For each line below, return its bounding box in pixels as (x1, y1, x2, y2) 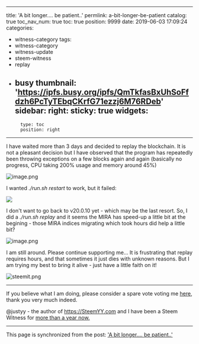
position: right (20, 127, 60, 133)
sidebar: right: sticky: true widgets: (14, 106, 149, 116)
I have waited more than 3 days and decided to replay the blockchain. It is (6, 143, 187, 150)
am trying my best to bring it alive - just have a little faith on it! (6, 261, 157, 268)
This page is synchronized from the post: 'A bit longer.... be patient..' (6, 331, 173, 338)
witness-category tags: (14, 36, 72, 43)
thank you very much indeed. (6, 296, 78, 303)
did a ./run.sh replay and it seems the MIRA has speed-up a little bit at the (6, 213, 186, 220)
